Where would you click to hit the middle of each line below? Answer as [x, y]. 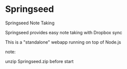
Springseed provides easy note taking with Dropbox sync [64, 32]
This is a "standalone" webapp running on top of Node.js [63, 42]
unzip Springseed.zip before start [39, 61]
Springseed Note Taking [30, 23]
